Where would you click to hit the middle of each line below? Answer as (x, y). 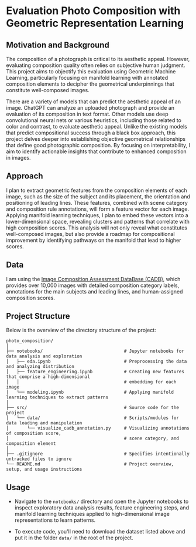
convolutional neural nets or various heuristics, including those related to (94, 120)
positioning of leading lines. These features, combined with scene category (97, 202)
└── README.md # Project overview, (90, 464)
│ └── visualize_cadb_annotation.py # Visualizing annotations (98, 428)
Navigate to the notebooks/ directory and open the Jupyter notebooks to (102, 502)
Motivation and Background (58, 45)
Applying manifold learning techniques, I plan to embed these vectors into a (97, 215)
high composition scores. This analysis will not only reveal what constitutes (97, 228)
